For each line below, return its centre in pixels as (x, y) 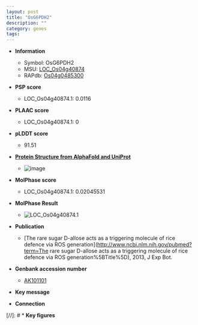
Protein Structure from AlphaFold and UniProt (73, 157)
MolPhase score (35, 180)
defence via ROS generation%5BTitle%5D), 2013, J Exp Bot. (98, 257)
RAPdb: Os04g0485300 (54, 76)
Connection (30, 304)
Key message (32, 292)
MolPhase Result (36, 203)
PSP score (28, 87)
